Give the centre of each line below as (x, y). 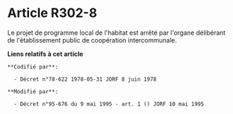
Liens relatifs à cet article (45, 54)
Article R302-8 (52, 13)
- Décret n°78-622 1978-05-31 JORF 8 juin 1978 (85, 79)
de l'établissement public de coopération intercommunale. (92, 40)
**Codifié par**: (33, 67)
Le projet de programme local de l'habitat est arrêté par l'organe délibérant (116, 33)
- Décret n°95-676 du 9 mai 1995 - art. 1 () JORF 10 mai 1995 (109, 104)
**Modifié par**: (33, 91)
